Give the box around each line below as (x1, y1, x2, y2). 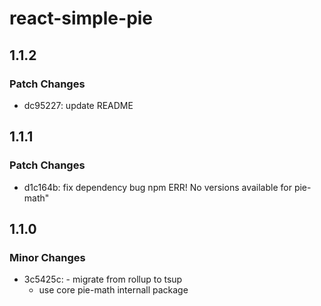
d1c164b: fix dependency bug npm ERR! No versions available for (23, 181, 292, 193)
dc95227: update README (23, 99, 134, 111)
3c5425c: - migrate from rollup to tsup (23, 273, 183, 286)
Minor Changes (9, 250, 86, 264)
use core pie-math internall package (38, 284, 189, 296)
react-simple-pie (9, 7, 154, 30)
